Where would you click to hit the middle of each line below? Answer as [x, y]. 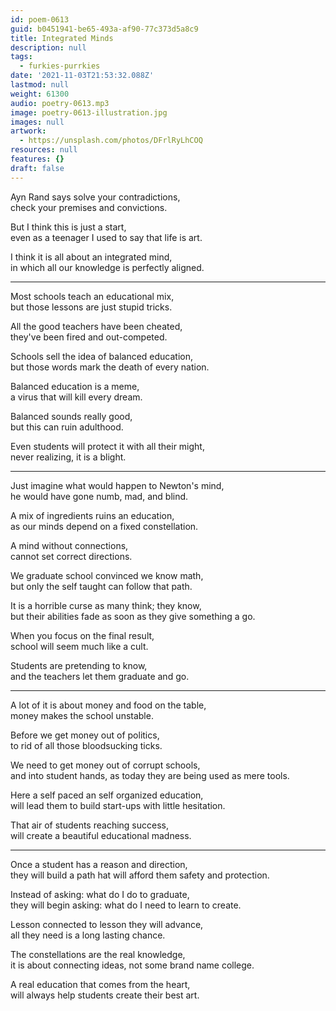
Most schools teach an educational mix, [92, 296]
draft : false [37, 168]
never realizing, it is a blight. [68, 457]
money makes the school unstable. [82, 715]
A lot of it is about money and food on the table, [108, 705]
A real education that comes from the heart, [100, 984]
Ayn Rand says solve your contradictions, [95, 197]
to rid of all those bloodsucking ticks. [86, 745]
